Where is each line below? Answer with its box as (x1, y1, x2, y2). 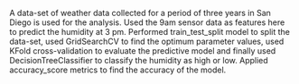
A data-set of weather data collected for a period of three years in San (9, 8, 271, 18)
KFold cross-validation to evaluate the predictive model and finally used (9, 46, 276, 56)
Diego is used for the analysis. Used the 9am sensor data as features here (9, 17, 285, 28)
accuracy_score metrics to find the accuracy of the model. (9, 64, 227, 75)
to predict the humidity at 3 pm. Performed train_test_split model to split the (9, 27, 291, 37)
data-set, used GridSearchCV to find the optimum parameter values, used (9, 36, 285, 46)
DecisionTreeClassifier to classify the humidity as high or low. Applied (9, 55, 268, 65)
